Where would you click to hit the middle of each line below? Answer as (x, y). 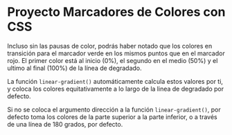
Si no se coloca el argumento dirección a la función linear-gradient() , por (114, 109)
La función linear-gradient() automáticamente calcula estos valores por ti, (115, 81)
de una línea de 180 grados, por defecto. (65, 124)
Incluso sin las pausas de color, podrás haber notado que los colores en (110, 46)
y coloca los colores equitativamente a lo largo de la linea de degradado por (115, 89)
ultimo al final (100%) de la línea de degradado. (74, 68)
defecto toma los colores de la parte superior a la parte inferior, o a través (112, 117)
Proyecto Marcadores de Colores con (116, 12)
